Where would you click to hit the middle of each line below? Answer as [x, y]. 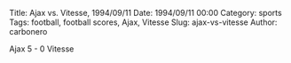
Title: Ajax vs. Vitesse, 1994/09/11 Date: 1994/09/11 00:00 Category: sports [145, 13]
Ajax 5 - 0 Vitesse [42, 49]
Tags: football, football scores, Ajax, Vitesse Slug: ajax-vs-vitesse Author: [143, 22]
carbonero [28, 31]
